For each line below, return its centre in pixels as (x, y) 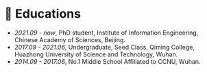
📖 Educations (43, 14)
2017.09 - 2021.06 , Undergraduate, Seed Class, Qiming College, (104, 47)
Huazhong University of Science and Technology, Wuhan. (96, 54)
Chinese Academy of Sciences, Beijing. (70, 39)
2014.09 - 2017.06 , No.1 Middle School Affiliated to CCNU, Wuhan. (107, 61)
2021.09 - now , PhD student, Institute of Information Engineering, (106, 33)
